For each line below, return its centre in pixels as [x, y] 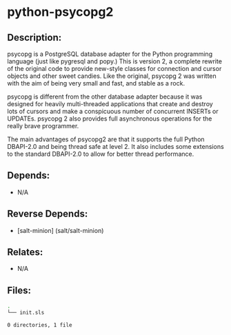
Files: [19, 290]
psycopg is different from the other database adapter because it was [105, 97]
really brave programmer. [43, 126]
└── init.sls [26, 313]
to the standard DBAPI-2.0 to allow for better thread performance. [101, 154]
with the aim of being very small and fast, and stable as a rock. [96, 83]
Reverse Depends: [48, 214]
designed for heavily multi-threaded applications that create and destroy [110, 104]
